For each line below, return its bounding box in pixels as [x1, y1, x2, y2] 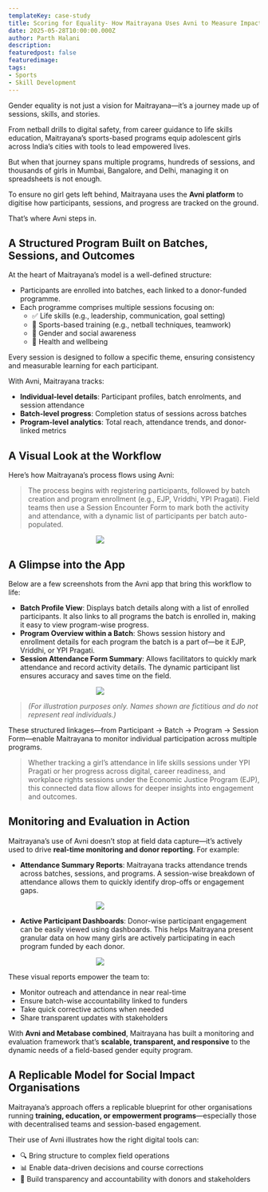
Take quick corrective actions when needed [19, 1004, 164, 1014]
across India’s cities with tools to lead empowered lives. [8, 141, 191, 151]
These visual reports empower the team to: [8, 971, 150, 981]
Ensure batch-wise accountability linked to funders [19, 995, 188, 1005]
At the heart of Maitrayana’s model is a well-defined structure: [8, 270, 212, 280]
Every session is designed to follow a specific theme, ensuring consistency [8, 352, 255, 362]
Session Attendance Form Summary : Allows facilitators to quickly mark [19, 654, 257, 663]
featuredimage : [8, 57, 59, 65]
